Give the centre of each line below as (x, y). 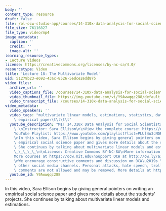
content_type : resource (30, 14)
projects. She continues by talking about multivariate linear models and (77, 199)
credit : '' (21, 46)
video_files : (19, 83)
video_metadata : (22, 106)
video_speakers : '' (30, 111)
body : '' (14, 10)
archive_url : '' (26, 88)
